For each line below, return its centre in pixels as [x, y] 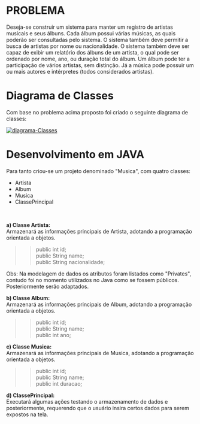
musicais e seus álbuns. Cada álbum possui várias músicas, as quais [91, 33]
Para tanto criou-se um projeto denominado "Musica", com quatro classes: [98, 171]
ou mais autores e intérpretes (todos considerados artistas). [80, 71]
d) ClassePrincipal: [31, 395]
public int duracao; [59, 383]
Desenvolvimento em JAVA [75, 155]
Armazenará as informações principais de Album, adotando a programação [99, 304]
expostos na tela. [27, 414]
